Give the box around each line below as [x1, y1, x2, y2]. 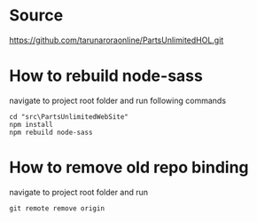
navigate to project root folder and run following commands [9, 95, 227, 106]
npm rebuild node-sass [9, 128, 93, 137]
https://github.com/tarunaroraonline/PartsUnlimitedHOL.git [9, 35, 224, 45]
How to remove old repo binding [9, 157, 250, 178]
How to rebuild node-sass [9, 66, 204, 86]
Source [9, 5, 64, 26]
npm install [9, 120, 53, 129]
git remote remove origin [9, 203, 105, 213]
